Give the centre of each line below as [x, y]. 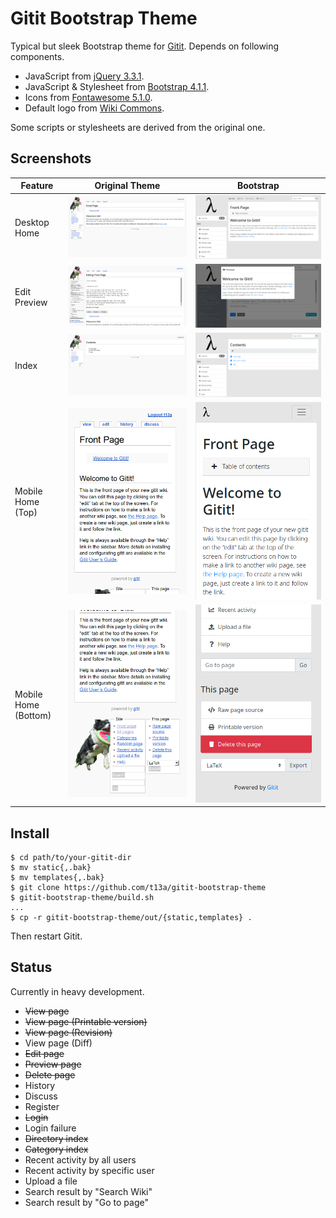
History [40, 1085]
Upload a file [51, 1181]
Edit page [44, 1053]
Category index [56, 1149]
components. [37, 56]
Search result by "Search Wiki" [88, 1191]
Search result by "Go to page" [86, 1202]
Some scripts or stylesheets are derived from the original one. [138, 127]
